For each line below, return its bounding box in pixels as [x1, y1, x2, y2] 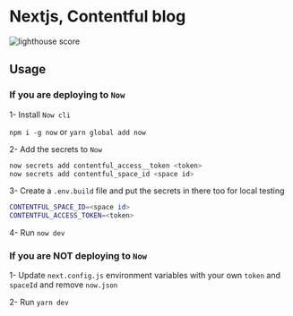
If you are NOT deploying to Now [9, 250, 148, 262]
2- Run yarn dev [9, 297, 69, 308]
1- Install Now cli [9, 109, 71, 120]
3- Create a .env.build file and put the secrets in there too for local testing [9, 185, 285, 196]
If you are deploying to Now [9, 89, 125, 101]
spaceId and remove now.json [9, 279, 118, 290]
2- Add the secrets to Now [9, 143, 103, 154]
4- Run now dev [9, 227, 65, 238]
